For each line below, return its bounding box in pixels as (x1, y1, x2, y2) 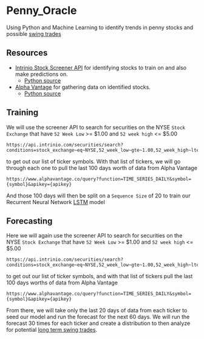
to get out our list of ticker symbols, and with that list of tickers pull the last (6, 273, 193, 280)
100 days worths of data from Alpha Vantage (6, 279, 118, 286)
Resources (6, 48, 48, 58)
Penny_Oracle (6, 4, 77, 18)
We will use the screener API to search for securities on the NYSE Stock (6, 123, 185, 131)
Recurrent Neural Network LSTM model (6, 198, 105, 205)
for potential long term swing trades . (6, 326, 98, 334)
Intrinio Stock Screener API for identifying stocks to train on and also (15, 64, 187, 71)
